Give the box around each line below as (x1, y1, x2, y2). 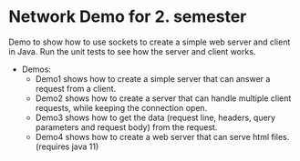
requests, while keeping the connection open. (35, 102, 208, 113)
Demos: (21, 64, 52, 75)
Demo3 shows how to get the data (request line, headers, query (35, 112, 275, 123)
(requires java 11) (35, 141, 99, 152)
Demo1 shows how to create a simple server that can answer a (35, 73, 271, 84)
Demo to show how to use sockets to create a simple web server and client (8, 36, 291, 47)
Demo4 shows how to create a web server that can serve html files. (35, 131, 290, 142)
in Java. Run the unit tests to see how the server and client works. (8, 45, 256, 56)
